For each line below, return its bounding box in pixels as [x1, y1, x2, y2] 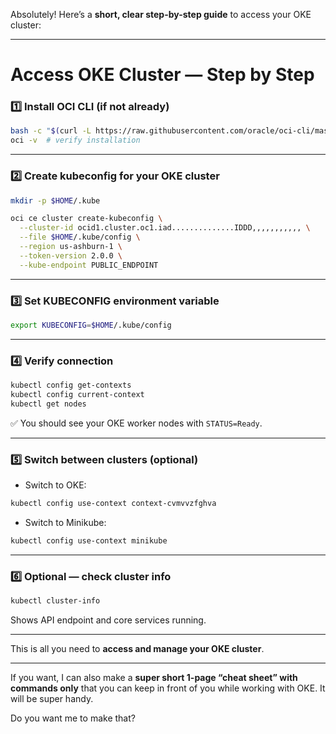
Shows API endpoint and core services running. [10, 614, 207, 626]
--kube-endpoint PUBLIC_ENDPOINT [19, 260, 159, 270]
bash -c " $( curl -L [10, 126, 92, 136]
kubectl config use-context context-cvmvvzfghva [10, 499, 217, 509]
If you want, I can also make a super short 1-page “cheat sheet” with [10, 671, 298, 683]
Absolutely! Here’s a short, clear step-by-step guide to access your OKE [10, 9, 312, 20]
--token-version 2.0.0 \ [19, 250, 123, 261]
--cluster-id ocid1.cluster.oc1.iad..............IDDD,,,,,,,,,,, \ [19, 223, 311, 233]
